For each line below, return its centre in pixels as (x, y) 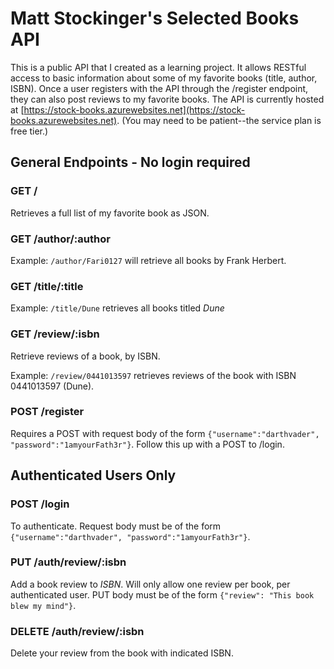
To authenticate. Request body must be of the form (116, 526)
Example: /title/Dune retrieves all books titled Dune (117, 308)
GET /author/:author (60, 239)
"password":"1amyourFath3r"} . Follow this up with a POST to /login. (147, 444)
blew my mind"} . (43, 605)
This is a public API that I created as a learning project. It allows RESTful (158, 67)
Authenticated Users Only (93, 475)
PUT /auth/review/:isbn (68, 562)
